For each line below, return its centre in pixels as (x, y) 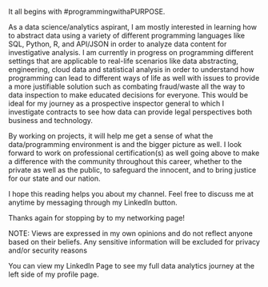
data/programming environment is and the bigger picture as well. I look (125, 144)
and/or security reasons (48, 250)
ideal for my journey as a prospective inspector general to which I (116, 104)
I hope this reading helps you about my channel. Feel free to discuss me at (131, 194)
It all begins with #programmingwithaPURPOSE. (87, 12)
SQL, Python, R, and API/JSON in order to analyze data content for (118, 44)
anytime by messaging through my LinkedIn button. (93, 202)
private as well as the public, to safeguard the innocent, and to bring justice (132, 170)
